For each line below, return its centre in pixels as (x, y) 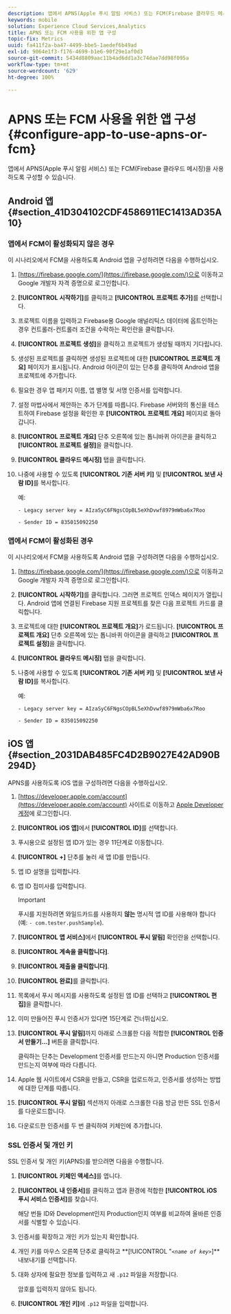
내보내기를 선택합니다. (47, 1260)
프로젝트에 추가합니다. (47, 375)
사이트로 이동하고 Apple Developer (176, 805)
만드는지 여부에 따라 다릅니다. (57, 1065)
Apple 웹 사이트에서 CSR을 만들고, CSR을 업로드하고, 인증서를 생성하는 (113, 1079)
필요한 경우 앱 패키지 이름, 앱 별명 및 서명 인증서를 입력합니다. (100, 390)
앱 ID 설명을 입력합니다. (49, 872)
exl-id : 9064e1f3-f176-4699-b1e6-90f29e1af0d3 (75, 52)
